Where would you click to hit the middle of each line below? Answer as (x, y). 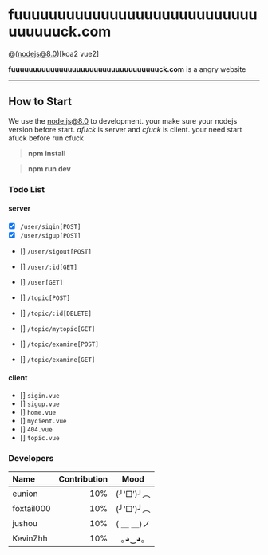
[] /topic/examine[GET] (57, 359)
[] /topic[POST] (45, 297)
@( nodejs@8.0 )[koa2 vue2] (54, 53)
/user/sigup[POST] (50, 236)
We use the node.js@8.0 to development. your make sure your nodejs (123, 120)
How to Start (40, 102)
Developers (31, 459)
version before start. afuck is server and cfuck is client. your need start (125, 129)
